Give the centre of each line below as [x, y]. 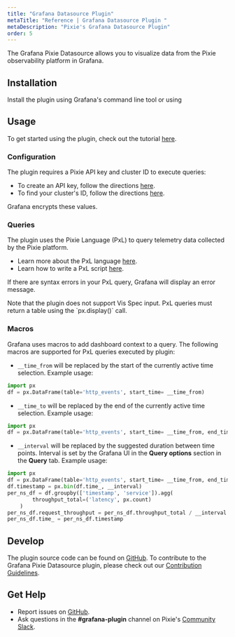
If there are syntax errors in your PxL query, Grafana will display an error [111, 282]
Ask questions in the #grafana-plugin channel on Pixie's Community [116, 619]
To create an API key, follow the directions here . [86, 186]
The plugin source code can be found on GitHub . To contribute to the [107, 558]
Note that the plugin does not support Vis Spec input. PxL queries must [110, 303]
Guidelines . [23, 573]
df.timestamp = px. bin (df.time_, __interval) [74, 487]
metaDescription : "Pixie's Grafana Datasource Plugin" [89, 27]
